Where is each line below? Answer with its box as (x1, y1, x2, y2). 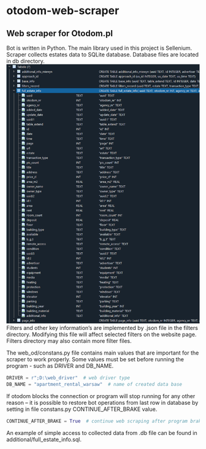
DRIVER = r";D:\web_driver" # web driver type (6, 375, 131, 381)
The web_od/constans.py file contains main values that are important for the (6, 349, 199, 356)
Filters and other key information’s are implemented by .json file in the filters (6, 324, 198, 332)
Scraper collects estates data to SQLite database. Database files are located (6, 51, 199, 58)
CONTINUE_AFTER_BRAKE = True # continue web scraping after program (6, 418, 188, 424)
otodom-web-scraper (6, 4, 120, 18)
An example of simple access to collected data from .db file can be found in (6, 429, 197, 437)
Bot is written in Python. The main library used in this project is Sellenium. (6, 44, 193, 52)
